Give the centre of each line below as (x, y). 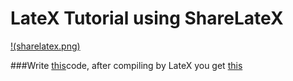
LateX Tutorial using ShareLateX (147, 18)
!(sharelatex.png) (45, 46)
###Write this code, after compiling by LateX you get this (126, 65)
